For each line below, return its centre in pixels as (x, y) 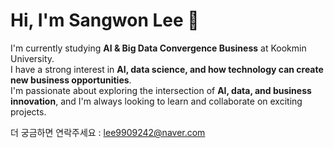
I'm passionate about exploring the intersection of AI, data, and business (161, 90)
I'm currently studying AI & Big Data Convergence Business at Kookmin (158, 48)
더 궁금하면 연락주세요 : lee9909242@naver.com (108, 132)
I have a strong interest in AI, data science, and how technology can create (167, 69)
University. (32, 58)
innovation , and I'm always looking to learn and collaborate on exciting (156, 101)
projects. (28, 111)
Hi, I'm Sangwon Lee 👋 (105, 20)
